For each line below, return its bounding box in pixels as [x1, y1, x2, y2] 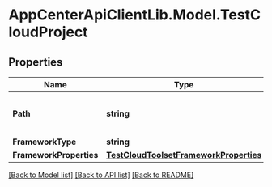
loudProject [8, 23, 88, 41]
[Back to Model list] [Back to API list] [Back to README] [8, 170, 194, 180]
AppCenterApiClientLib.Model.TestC [8, 6, 261, 24]
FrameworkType [12, 136, 77, 147]
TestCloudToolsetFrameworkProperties [106, 150, 262, 160]
